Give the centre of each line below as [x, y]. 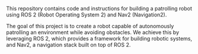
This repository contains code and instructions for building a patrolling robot [99, 9]
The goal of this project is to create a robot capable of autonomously [90, 26]
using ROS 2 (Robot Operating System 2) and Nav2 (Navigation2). [87, 15]
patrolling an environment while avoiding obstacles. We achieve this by [93, 32]
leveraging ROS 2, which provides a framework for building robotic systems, [99, 38]
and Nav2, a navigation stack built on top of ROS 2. [68, 45]
